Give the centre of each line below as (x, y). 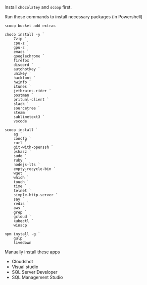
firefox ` (24, 60)
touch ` (21, 182)
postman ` (24, 95)
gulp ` (20, 238)
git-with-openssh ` (34, 147)
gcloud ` (23, 217)
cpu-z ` (21, 43)
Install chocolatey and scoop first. (38, 7)
